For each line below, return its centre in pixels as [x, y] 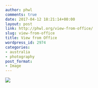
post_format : [19, 61]
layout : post [19, 24]
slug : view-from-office [30, 33]
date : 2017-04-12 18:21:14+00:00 [40, 19]
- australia [18, 52]
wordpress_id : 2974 [26, 43]
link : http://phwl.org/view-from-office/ [49, 29]
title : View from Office [31, 38]
